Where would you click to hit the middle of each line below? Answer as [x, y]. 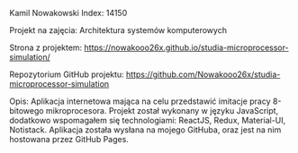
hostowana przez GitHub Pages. [69, 139]
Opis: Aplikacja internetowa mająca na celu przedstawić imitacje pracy [140, 101]
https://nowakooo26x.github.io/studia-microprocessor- [187, 47]
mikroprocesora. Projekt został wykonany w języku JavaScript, [162, 110]
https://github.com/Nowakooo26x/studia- [203, 74]
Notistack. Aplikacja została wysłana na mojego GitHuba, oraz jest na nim [145, 130]
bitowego [27, 110]
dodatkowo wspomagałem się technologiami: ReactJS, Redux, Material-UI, [148, 120]
